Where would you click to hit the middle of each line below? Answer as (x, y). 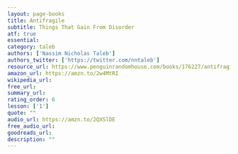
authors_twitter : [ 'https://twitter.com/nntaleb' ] (84, 60)
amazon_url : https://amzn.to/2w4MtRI (63, 73)
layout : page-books (36, 14)
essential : (23, 40)
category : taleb (31, 47)
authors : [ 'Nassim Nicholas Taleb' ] (61, 54)
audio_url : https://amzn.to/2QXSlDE (61, 119)
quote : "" (22, 113)
